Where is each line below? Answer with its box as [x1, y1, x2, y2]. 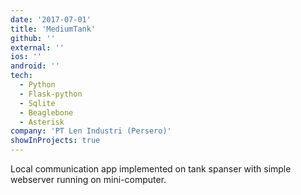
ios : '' [10, 52, 43, 62]
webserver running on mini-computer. [10, 174, 167, 185]
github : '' [10, 33, 56, 43]
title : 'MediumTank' [10, 24, 97, 34]
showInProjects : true [10, 136, 101, 146]
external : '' [10, 42, 65, 53]
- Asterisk [19, 117, 65, 127]
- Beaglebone [19, 107, 74, 118]
